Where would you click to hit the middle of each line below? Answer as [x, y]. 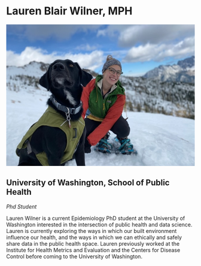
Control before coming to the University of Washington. [74, 256]
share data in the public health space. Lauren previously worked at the [93, 243]
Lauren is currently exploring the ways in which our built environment [92, 231]
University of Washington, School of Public [88, 183]
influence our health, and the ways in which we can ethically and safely [94, 237]
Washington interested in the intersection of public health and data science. [99, 224]
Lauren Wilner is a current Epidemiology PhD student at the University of [96, 218]
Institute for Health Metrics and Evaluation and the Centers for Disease [93, 250]
